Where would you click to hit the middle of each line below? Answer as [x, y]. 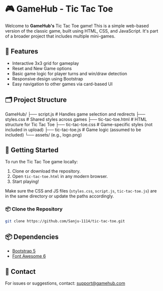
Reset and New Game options [42, 68]
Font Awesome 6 [29, 256]
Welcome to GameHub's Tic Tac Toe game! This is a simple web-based [77, 26]
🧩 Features [22, 51]
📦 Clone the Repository [34, 209]
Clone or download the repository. [46, 171]
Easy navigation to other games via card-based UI [62, 84]
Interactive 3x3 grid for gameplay [45, 63]
